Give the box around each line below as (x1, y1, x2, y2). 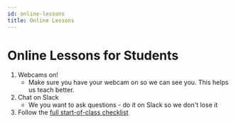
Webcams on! (17, 71, 58, 79)
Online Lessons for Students (7, 47, 179, 64)
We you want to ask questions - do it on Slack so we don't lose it (28, 100, 218, 110)
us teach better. (28, 86, 75, 94)
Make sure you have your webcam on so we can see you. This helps (28, 78, 229, 87)
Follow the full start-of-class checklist (17, 108, 129, 117)
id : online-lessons (7, 10, 65, 18)
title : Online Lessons (7, 17, 75, 24)
